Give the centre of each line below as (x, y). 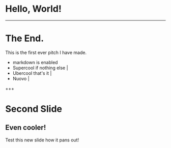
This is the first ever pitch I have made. (46, 52)
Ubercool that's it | (32, 73)
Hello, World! (34, 9)
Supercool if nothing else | (40, 68)
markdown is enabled (35, 62)
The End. (25, 38)
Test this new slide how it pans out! (42, 140)
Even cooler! (26, 128)
